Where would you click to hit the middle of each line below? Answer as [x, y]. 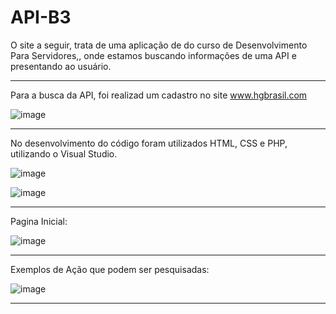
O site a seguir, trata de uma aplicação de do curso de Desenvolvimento [159, 45]
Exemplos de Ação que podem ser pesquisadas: [110, 269]
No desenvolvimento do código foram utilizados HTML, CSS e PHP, [149, 143]
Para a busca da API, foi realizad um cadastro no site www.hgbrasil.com [159, 95]
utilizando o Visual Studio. [64, 153]
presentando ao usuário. [61, 66]
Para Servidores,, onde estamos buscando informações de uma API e [153, 55]
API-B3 [41, 17]
